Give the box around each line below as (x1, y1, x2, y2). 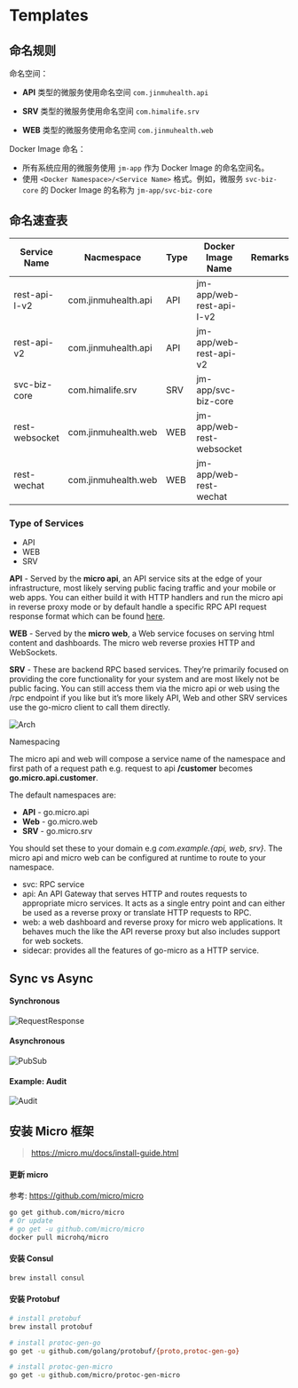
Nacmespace (83, 250, 142, 263)
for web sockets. (21, 936, 84, 947)
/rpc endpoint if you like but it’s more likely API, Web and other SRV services (9, 693, 288, 703)
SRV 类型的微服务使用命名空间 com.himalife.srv (21, 106, 200, 116)
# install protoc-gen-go (9, 1338, 101, 1347)
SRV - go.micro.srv (21, 826, 93, 837)
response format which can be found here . (9, 611, 166, 622)
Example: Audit (9, 1075, 67, 1086)
